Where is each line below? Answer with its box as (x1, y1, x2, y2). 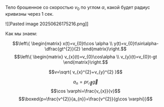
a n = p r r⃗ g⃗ (73, 79, 98, 86)
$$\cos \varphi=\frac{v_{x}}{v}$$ (50, 88, 121, 94)
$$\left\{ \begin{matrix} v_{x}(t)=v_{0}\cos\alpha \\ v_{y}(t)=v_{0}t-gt (14, 53, 157, 60)
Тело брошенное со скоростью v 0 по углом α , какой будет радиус (5, 5, 150, 12)
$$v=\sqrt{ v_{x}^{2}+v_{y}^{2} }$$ (48, 68, 123, 75)
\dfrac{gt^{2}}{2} (44, 46, 81, 52)
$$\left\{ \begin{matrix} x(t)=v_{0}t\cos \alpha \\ (12, 40, 113, 46)
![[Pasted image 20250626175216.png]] (5, 20, 89, 27)
